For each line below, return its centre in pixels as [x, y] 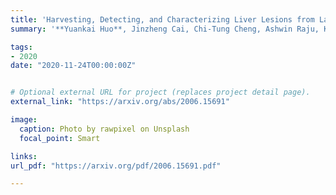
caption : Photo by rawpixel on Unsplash [104, 129]
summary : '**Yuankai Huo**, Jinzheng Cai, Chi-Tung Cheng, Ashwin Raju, [165, 29]
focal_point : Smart [60, 138]
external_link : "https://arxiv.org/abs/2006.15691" [120, 102]
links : [24, 156]
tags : [21, 47]
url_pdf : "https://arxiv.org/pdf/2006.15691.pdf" [116, 166]
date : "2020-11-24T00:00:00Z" [73, 66]
